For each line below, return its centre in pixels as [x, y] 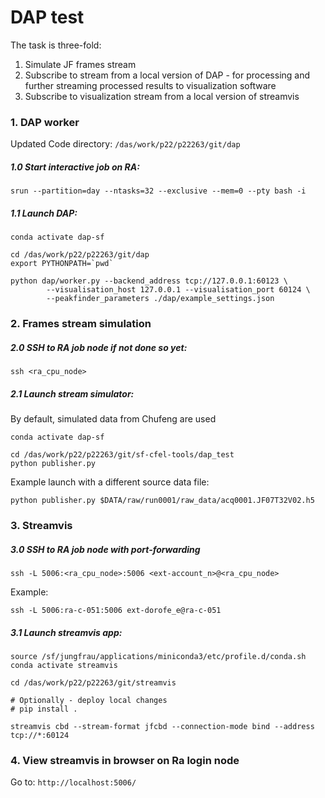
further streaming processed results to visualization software [150, 85]
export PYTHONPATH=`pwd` [62, 264]
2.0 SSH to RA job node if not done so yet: [99, 347]
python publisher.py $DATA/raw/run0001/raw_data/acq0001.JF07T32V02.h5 [162, 501]
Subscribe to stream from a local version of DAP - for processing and [167, 75]
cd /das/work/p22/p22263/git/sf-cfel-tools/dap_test [122, 455]
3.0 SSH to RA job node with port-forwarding [105, 549]
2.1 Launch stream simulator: [72, 393]
